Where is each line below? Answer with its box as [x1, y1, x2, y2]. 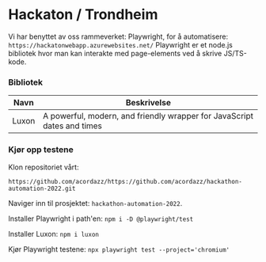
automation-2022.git [8, 184, 77, 192]
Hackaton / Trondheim [8, 6, 158, 24]
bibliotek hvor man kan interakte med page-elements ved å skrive [8, 48, 222, 58]
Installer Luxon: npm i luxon [8, 229, 99, 238]
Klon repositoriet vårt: [8, 162, 79, 172]
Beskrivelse [125, 97, 172, 108]
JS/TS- [223, 48, 247, 58]
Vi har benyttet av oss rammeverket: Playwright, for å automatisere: [8, 32, 228, 41]
